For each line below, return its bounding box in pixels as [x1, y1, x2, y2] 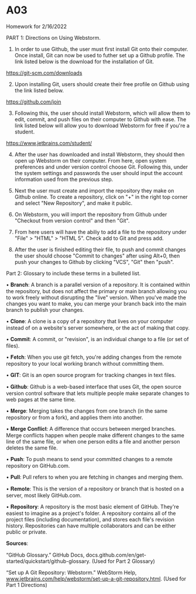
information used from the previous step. [14, 176, 114, 183]
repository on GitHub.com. [6, 462, 70, 469]
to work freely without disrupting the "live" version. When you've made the [6, 294, 186, 301]
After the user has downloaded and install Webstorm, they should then [14, 150, 185, 158]
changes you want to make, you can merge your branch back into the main [6, 300, 187, 307]
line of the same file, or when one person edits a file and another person [6, 438, 180, 445]
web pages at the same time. [6, 396, 76, 403]
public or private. [6, 528, 47, 535]
